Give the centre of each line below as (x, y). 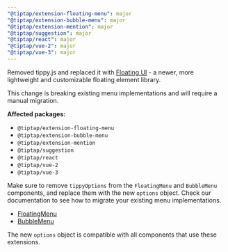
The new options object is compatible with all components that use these (112, 235)
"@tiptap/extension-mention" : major (60, 26)
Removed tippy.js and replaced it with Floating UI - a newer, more (101, 72)
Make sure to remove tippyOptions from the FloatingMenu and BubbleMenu (112, 185)
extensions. (24, 242)
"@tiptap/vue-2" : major (42, 46)
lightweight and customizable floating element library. (84, 79)
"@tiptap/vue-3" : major (42, 53)
